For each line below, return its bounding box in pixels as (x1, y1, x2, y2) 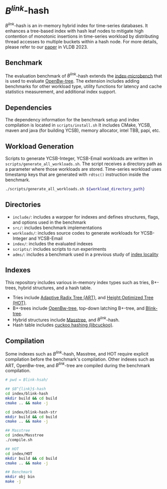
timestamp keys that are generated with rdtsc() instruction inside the (5, 172, 149, 178)
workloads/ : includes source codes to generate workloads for (12, 230, 140, 236)
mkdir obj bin (5, 474, 35, 479)
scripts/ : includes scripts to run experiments (12, 246, 107, 252)
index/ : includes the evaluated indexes (12, 240, 93, 247)
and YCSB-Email (28, 235, 63, 241)
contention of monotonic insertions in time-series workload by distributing (5, 33, 159, 39)
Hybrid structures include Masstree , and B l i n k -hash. (12, 316, 120, 323)
